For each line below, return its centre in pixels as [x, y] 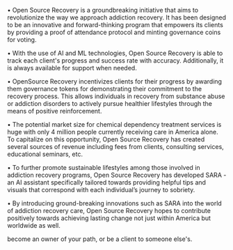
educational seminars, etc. [45, 154]
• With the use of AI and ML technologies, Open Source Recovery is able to [115, 53]
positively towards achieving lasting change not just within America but [109, 218]
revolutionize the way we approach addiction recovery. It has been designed [116, 17]
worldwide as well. [34, 225]
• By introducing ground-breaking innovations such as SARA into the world [115, 203]
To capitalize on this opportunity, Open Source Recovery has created [106, 139]
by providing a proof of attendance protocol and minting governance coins [114, 32]
